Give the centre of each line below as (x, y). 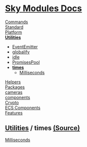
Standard (14, 27)
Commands (17, 22)
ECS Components (23, 108)
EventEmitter (25, 47)
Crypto (12, 102)
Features (14, 113)
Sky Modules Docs (43, 8)
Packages (15, 87)
